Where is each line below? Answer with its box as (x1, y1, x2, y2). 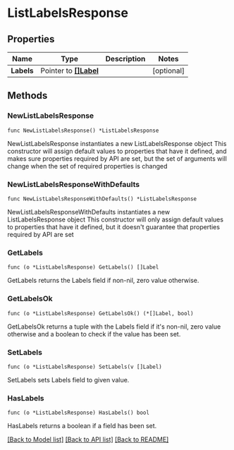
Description (105, 54, 146, 63)
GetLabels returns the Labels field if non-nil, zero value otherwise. (7, 276, 199, 285)
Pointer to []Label (40, 66, 99, 75)
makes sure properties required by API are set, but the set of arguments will (7, 154, 227, 163)
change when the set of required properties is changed (7, 162, 168, 170)
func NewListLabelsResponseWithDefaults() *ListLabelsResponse (7, 195, 197, 202)
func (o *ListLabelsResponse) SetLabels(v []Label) (7, 363, 162, 370)
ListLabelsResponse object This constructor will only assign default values (7, 215, 224, 224)
